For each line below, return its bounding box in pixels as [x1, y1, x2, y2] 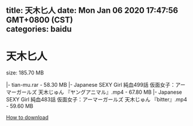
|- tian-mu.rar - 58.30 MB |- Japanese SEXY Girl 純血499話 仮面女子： [6, 81, 176, 88]
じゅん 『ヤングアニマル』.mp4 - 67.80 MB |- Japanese [48, 88, 182, 96]
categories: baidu [6, 24, 72, 34]
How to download [6, 114, 49, 121]
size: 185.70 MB [6, 69, 44, 76]
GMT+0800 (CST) [6, 15, 73, 25]
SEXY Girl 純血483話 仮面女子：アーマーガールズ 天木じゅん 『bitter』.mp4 [6, 96, 187, 103]
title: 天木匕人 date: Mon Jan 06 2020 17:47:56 [6, 5, 178, 16]
